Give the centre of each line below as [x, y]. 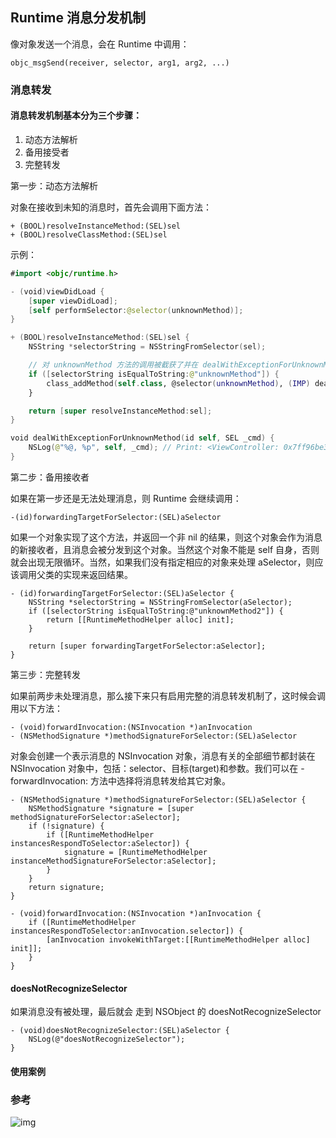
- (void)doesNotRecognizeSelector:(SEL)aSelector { [120, 1031]
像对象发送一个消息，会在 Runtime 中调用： [100, 44]
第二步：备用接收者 [50, 477]
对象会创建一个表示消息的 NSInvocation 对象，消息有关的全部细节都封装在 [163, 755]
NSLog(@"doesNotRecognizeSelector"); [107, 1039]
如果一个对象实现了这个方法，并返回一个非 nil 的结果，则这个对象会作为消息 [166, 537]
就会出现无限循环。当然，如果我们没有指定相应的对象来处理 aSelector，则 [162, 562]
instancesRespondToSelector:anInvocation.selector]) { [127, 931]
